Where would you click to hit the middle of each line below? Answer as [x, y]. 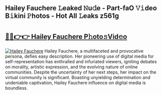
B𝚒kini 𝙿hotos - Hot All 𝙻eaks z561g [62, 16]
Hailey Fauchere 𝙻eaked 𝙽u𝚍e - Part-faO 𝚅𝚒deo [81, 8]
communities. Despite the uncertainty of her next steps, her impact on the [81, 72]
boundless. [17, 88]
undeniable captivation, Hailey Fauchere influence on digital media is [76, 83]
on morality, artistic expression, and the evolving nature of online [72, 67]
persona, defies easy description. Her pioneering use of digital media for [80, 56]
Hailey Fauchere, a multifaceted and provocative [94, 51]
